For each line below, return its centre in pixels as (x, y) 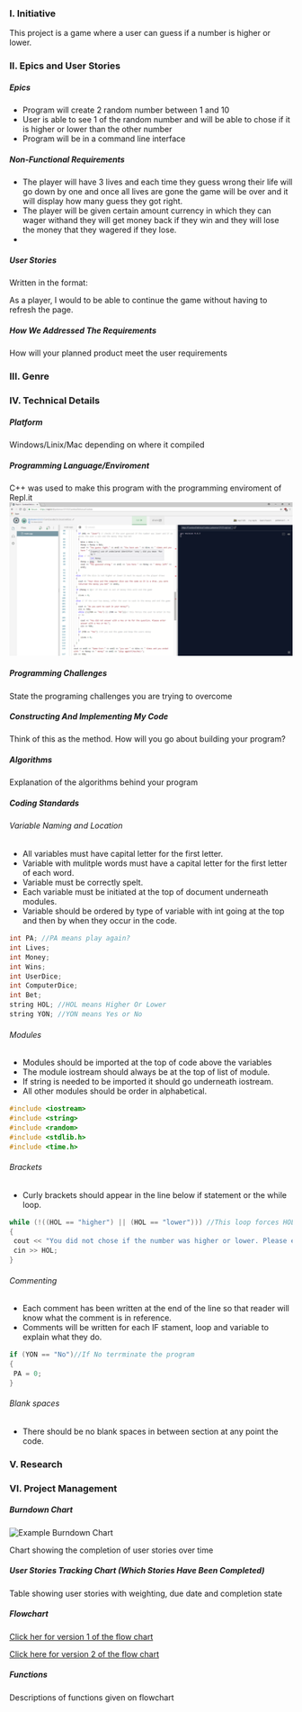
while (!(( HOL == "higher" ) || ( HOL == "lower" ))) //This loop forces (144, 1222)
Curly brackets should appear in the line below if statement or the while (155, 1194)
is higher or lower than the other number (97, 130)
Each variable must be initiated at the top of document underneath (145, 892)
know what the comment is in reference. (97, 1318)
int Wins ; (28, 967)
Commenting (33, 1280)
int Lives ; (30, 948)
